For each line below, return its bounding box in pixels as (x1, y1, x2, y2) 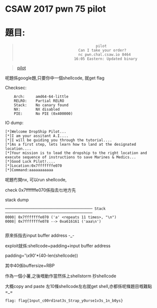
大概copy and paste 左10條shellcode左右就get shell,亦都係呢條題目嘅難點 (5, 284, 152, 289)
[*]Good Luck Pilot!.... (5, 159, 56, 164)
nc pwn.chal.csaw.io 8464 (78, 52, 131, 57)
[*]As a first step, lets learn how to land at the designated (5, 142, 137, 147)
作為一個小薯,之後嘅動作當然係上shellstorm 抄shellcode (5, 273, 117, 279)
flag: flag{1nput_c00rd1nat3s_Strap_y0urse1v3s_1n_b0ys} (5, 298, 123, 303)
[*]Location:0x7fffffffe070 (5, 163, 62, 169)
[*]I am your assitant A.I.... (5, 134, 69, 138)
